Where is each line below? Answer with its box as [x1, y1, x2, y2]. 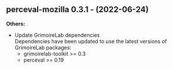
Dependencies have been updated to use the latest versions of [14, 37, 167, 44]
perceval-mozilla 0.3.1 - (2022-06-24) [6, 5, 149, 15]
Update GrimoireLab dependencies [14, 32, 100, 39]
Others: [6, 20, 25, 27]
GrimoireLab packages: [14, 44, 72, 51]
